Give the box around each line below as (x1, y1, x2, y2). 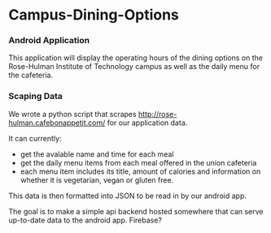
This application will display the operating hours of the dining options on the (8, 53, 263, 63)
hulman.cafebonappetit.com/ (8, 118, 106, 127)
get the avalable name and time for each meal (20, 149, 174, 159)
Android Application (8, 35, 90, 46)
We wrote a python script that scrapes (8, 109, 137, 119)
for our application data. (107, 118, 188, 127)
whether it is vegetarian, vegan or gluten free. (20, 175, 174, 184)
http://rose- (138, 109, 177, 119)
